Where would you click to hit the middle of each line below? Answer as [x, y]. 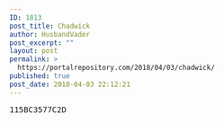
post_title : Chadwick [50, 26]
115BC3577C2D [38, 109]
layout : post [34, 51]
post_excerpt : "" [42, 43]
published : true [40, 76]
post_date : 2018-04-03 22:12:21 [70, 84]
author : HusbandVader [50, 34]
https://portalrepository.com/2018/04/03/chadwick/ [116, 68]
